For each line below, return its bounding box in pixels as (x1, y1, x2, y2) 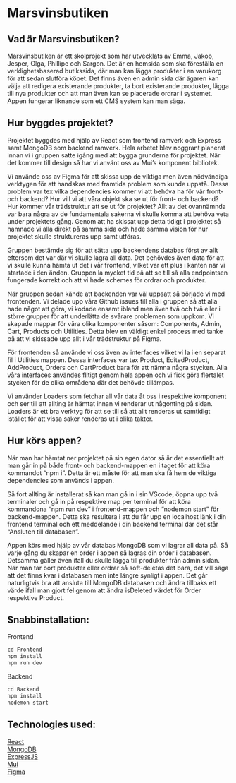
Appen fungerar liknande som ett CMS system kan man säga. (7, 97, 185, 105)
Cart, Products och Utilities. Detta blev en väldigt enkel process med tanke (7, 327, 223, 335)
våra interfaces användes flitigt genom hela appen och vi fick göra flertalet (7, 371, 224, 379)
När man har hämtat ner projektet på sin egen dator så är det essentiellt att (7, 453, 224, 462)
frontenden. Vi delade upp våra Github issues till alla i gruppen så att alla (7, 297, 218, 305)
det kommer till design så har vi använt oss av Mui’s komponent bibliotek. (7, 158, 220, 167)
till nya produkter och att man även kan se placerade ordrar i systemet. (7, 90, 213, 97)
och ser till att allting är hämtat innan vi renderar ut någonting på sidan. (7, 399, 213, 407)
